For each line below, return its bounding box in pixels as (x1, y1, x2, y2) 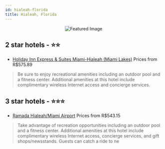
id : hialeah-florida (5, 7, 48, 12)
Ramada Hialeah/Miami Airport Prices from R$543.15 (12, 113, 121, 119)
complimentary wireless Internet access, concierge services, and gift (17, 133, 160, 139)
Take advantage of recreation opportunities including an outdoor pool (17, 123, 161, 129)
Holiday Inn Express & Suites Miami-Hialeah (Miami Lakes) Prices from (12, 56, 158, 62)
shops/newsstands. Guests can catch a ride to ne (17, 138, 120, 145)
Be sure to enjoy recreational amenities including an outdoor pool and (17, 71, 161, 77)
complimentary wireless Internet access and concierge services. (17, 82, 151, 88)
